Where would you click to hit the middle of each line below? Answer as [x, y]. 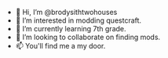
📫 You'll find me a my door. [60, 46]
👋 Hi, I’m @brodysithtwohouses [66, 12]
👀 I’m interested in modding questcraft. [79, 20]
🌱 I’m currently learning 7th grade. [71, 29]
